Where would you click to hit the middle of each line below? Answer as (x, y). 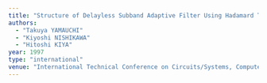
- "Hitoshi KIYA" (44, 45)
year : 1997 (26, 52)
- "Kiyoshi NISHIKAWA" (53, 38)
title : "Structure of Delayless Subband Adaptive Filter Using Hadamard (131, 15)
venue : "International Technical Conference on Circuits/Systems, (120, 67)
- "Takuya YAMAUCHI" (49, 30)
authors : (23, 23)
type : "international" (46, 60)
